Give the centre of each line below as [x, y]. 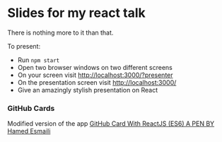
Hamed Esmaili [29, 131]
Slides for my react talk [77, 13]
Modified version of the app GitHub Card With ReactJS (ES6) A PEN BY [111, 124]
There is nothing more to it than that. [60, 32]
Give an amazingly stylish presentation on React [88, 90]
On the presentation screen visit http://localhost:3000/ [97, 82]
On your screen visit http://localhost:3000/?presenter [95, 75]
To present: [24, 46]
